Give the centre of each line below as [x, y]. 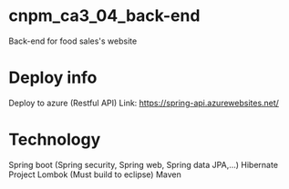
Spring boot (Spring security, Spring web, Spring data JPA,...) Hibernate [144, 164]
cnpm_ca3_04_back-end [104, 16]
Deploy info [53, 78]
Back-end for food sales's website [73, 41]
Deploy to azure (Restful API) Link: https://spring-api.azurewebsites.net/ [144, 103]
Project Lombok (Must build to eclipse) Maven [95, 174]
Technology [55, 139]
